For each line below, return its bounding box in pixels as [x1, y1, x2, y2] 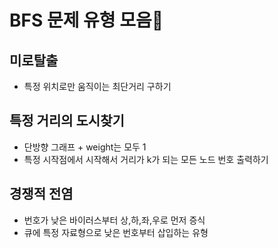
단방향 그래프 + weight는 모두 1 [23, 141, 147, 153]
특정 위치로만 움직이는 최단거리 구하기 [23, 81, 172, 92]
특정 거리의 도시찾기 [9, 112, 125, 130]
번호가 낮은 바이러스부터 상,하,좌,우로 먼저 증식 [23, 214, 206, 226]
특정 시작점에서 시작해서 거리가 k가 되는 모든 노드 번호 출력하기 [23, 153, 269, 165]
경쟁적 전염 [9, 186, 74, 203]
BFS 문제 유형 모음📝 [9, 9, 164, 32]
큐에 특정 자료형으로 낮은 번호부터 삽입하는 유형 [23, 226, 209, 238]
